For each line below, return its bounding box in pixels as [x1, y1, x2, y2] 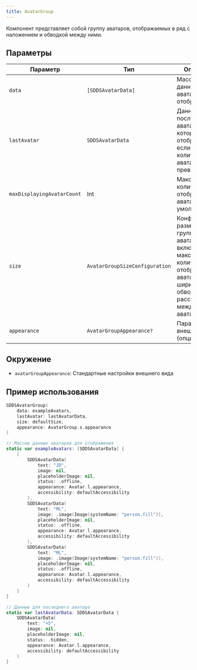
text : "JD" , [37, 462, 67, 468]
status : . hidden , [27, 636, 69, 643]
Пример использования [6, 386, 99, 397]
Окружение [6, 354, 52, 364]
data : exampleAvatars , [16, 408, 72, 414]
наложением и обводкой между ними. [6, 31, 103, 38]
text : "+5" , [27, 621, 57, 626]
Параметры [6, 48, 52, 58]
